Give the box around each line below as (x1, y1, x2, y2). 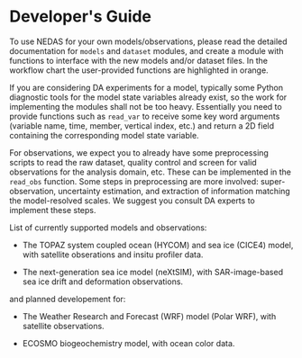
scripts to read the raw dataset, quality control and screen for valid (9, 157, 257, 167)
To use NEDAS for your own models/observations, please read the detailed (9, 36, 288, 47)
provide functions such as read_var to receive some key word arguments (9, 111, 280, 121)
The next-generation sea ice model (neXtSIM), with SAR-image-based (22, 266, 284, 277)
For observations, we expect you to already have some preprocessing (9, 147, 269, 158)
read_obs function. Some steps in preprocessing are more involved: (9, 175, 259, 186)
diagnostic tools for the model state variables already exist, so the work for (9, 92, 288, 103)
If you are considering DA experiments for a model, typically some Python (9, 82, 284, 93)
